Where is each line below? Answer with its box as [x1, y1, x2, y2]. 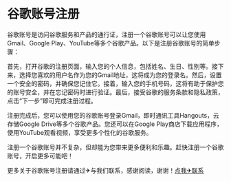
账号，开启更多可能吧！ [7, 151, 74, 160]
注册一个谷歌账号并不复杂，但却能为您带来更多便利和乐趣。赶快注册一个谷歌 [7, 142, 224, 151]
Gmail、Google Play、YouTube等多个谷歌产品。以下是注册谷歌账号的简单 [7, 39, 214, 47]
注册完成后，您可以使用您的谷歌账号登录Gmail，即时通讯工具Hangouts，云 [7, 111, 219, 119]
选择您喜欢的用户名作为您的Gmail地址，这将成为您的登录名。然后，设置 [19, 70, 222, 79]
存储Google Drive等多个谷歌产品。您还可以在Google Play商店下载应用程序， [7, 120, 223, 128]
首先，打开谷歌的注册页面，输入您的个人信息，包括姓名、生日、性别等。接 [7, 62, 218, 70]
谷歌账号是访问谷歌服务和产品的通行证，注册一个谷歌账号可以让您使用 [7, 30, 206, 39]
